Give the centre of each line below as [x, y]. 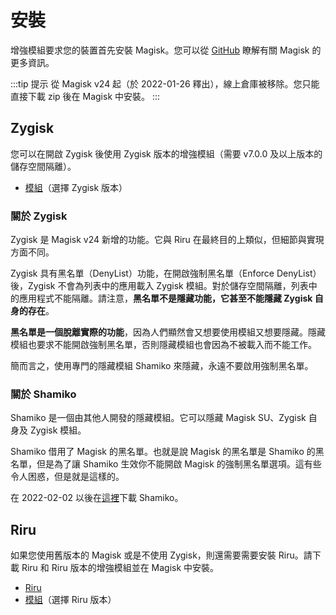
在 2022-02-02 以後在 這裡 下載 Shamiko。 [97, 498]
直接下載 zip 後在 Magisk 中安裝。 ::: [85, 96]
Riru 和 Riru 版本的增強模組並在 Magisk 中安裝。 [120, 568]
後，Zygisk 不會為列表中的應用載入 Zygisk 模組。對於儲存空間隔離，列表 [159, 286]
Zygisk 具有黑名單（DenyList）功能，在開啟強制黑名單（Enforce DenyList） [166, 273]
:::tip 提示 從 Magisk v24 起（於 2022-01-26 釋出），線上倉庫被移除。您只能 [165, 83]
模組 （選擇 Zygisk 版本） [76, 187]
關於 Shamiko [43, 394]
